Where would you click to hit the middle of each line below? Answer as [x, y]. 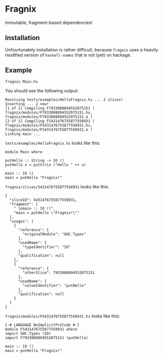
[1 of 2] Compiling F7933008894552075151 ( [50, 108]
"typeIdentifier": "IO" [47, 247]
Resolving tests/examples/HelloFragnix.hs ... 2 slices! [64, 100]
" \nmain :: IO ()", [35, 208]
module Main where [24, 152]
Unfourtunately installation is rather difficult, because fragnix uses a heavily [82, 49]
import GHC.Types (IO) [28, 334]
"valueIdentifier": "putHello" [54, 285]
